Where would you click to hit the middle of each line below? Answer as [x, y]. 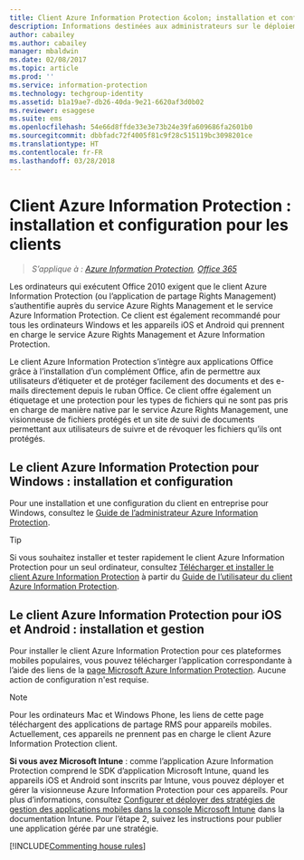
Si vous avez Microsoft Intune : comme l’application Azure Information [142, 761]
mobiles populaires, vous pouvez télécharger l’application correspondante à [151, 661]
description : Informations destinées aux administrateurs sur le [135, 26]
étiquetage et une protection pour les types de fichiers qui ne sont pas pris [149, 400]
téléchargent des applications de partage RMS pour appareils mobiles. [141, 724]
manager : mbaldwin [44, 52]
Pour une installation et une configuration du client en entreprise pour [139, 503]
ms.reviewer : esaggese [52, 110]
